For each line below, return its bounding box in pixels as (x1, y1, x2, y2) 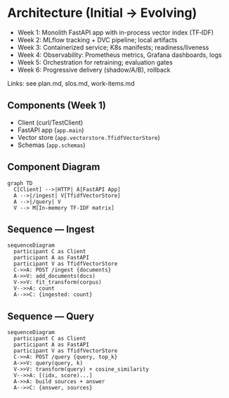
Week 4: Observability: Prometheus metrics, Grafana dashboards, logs (17, 51, 223, 59)
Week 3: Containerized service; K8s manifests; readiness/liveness (17, 43, 209, 51)
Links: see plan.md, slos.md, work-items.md (7, 79, 135, 87)
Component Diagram (7, 161, 100, 173)
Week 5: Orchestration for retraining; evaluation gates (17, 58, 174, 66)
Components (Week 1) (7, 100, 107, 112)
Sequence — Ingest (7, 223, 95, 235)
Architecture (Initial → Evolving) (7, 5, 197, 21)
